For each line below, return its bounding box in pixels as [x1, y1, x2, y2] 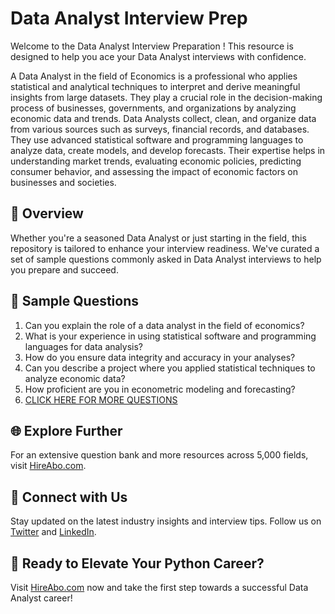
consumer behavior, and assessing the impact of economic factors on [10, 165, 299, 177]
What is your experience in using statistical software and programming [24, 330, 317, 342]
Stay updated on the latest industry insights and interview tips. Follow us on [10, 515, 322, 527]
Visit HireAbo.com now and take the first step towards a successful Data [10, 582, 309, 593]
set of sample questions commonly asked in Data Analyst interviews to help [10, 253, 322, 265]
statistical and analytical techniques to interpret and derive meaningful [10, 80, 301, 92]
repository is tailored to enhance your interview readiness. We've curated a [10, 242, 320, 254]
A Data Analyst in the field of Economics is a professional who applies [10, 70, 298, 82]
